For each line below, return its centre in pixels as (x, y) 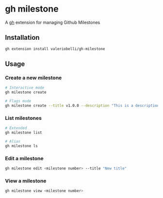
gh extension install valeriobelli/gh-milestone (55, 49)
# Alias (13, 141)
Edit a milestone (24, 158)
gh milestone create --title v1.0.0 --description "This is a (69, 105)
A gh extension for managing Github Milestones (53, 22)
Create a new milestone (33, 78)
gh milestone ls (21, 146)
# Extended (16, 128)
